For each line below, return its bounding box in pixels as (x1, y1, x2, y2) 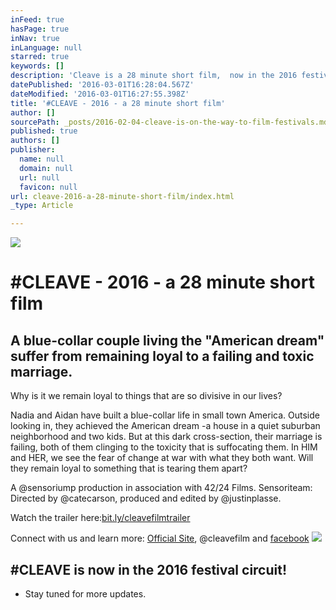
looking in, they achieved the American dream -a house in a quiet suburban (10, 420, 321, 432)
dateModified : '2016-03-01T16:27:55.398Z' (10, 89, 190, 99)
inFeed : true (10, 14, 65, 25)
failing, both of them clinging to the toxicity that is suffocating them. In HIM (10, 441, 318, 453)
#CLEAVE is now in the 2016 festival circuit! (10, 561, 288, 578)
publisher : (10, 145, 56, 155)
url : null (19, 172, 60, 183)
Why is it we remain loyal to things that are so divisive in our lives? (10, 390, 283, 402)
